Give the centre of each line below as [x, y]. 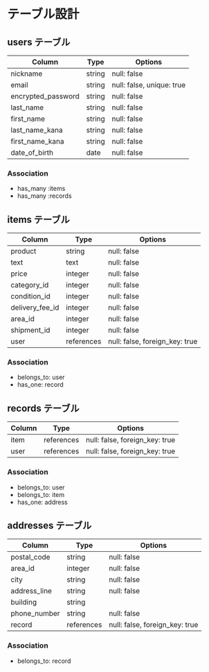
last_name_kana [37, 130]
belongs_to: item [41, 494]
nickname [27, 74]
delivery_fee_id [35, 308]
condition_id [30, 296]
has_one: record [40, 385]
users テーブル [39, 42]
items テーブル [39, 219]
